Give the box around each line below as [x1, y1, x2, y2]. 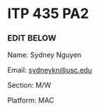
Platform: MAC [7, 95, 55, 106]
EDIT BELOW [7, 33, 56, 44]
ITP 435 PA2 [7, 5, 89, 23]
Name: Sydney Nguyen [7, 50, 82, 59]
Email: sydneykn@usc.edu [7, 66, 93, 75]
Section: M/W [7, 81, 52, 90]
